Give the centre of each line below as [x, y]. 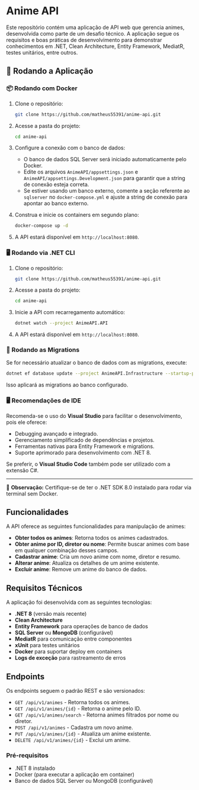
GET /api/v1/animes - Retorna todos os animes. [72, 702]
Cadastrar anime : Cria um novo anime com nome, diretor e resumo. [97, 557]
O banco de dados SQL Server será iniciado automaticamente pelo [105, 159]
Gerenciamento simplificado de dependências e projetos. [85, 440]
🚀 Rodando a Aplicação [50, 71]
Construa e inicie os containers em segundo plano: [77, 215]
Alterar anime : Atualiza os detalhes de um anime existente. [87, 563]
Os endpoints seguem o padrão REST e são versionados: [76, 691]
